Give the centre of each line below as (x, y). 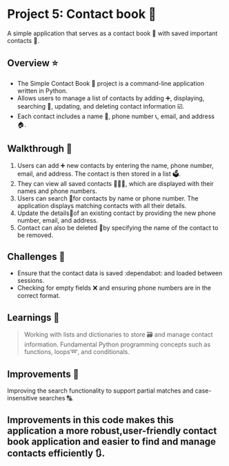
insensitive (22, 398)
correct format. (39, 296)
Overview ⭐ (33, 63)
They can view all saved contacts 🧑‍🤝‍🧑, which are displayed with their (115, 183)
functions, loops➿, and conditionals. (77, 352)
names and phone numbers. (57, 191)
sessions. (31, 281)
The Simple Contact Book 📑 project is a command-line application (111, 83)
